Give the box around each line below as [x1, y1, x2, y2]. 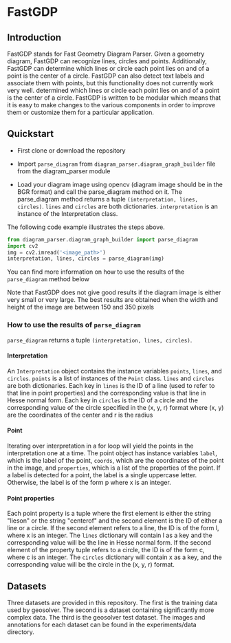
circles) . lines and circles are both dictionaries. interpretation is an [16, 202, 219, 210]
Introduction [7, 32, 62, 43]
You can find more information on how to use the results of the [7, 268, 185, 276]
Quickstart [7, 128, 54, 140]
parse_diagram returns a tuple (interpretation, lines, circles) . [7, 336, 192, 344]
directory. [7, 628, 34, 636]
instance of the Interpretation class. [16, 209, 118, 217]
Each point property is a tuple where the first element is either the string [7, 510, 211, 518]
